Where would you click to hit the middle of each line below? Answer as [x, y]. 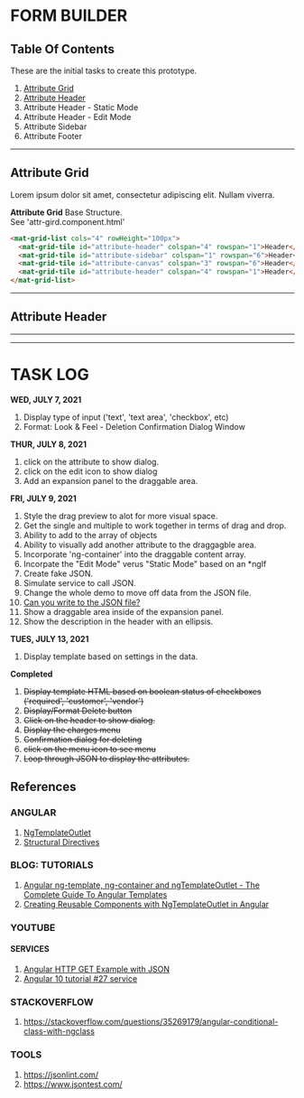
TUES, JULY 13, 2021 [50, 638]
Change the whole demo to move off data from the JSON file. [137, 592]
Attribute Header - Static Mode [81, 107]
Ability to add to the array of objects [90, 535]
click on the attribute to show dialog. [91, 461]
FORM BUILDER [69, 16]
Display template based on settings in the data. [111, 656]
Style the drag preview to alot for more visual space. [120, 516]
